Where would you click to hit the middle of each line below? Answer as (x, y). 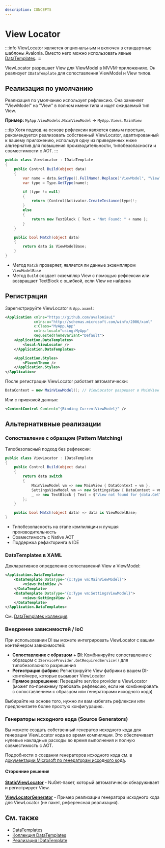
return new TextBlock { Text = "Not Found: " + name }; (90, 219)
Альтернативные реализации (53, 424)
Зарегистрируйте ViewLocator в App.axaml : (50, 308)
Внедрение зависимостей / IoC (44, 629)
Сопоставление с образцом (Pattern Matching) (64, 438)
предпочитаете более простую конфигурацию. (55, 706)
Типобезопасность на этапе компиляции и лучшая (65, 527)
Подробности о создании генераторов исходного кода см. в (69, 755)
